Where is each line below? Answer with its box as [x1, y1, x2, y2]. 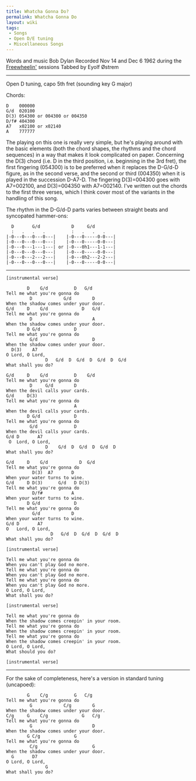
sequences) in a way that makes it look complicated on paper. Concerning [6, 151, 185, 158]
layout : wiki [6, 19, 38, 25]
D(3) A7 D [32, 469, 75, 476]
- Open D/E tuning [8, 36, 54, 42]
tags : [6, 25, 19, 31]
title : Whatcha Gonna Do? [6, 8, 69, 15]
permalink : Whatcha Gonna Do [6, 14, 77, 20]
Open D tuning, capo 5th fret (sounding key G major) [6, 80, 132, 87]
